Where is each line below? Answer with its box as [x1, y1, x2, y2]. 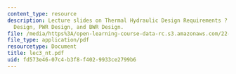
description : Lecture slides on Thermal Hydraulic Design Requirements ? [7, 17, 228, 24]
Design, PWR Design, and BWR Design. [13, 23, 124, 30]
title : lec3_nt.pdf [7, 50, 65, 57]
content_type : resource [7, 10, 77, 18]
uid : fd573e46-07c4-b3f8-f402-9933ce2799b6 [7, 56, 137, 63]
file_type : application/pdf [7, 37, 90, 44]
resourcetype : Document [7, 43, 77, 50]
